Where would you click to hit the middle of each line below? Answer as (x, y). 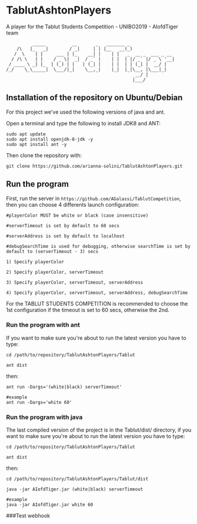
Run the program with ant (43, 325)
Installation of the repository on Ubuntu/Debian (94, 98)
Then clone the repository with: (44, 155)
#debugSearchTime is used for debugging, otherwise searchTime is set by (98, 246)
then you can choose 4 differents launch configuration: (73, 204)
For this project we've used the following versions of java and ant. (86, 112)
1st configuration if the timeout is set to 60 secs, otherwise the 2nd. (88, 310)
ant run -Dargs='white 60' (39, 402)
